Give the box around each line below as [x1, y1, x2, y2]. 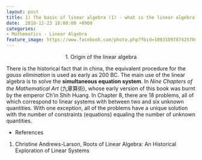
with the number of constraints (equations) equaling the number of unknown [6, 111, 196, 118]
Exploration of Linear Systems [14, 147, 90, 154]
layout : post [6, 8, 39, 15]
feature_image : [6, 37, 44, 43]
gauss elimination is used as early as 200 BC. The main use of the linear [6, 72, 185, 78]
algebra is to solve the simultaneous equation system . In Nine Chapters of [6, 78, 193, 85]
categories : [6, 25, 36, 32]
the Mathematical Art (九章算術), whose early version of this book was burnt [6, 85, 195, 92]
